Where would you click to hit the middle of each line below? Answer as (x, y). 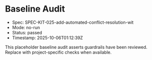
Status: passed (27, 32)
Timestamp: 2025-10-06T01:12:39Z (48, 38)
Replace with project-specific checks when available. (58, 52)
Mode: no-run (26, 27)
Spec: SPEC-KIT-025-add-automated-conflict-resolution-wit (73, 22)
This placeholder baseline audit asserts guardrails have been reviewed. (76, 47)
